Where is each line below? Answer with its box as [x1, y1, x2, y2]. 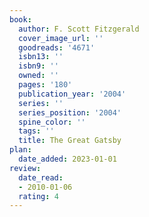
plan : [9, 145, 32, 155]
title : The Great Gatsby [18, 136, 122, 146]
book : [9, 14, 32, 25]
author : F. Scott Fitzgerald [18, 24, 140, 34]
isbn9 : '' [18, 61, 59, 71]
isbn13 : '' [18, 52, 64, 62]
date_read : [18, 172, 64, 183]
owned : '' [18, 71, 59, 81]
